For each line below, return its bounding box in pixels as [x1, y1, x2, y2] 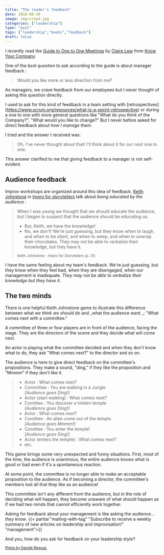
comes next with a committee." [5, 315, 68, 321]
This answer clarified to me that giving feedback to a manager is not [5, 156, 143, 162]
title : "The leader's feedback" [5, 7, 71, 12]
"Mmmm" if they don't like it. [5, 369, 63, 375]
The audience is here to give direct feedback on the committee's [5, 359, 136, 365]
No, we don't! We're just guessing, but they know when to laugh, [24, 228, 155, 234]
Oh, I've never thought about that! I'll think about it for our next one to [17, 141, 158, 147]
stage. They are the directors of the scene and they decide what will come [5, 330, 155, 336]
